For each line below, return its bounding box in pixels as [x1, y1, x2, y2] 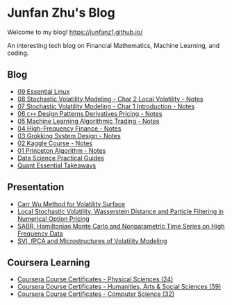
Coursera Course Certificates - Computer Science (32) [17, 290, 175, 298]
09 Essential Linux [17, 87, 70, 95]
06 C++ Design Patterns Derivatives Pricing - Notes [17, 109, 163, 117]
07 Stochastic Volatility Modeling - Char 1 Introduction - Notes [17, 102, 195, 110]
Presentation [7, 181, 65, 193]
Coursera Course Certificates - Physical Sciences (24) [17, 275, 174, 283]
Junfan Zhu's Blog [7, 5, 116, 21]
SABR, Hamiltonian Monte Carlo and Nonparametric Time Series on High [17, 222, 225, 230]
